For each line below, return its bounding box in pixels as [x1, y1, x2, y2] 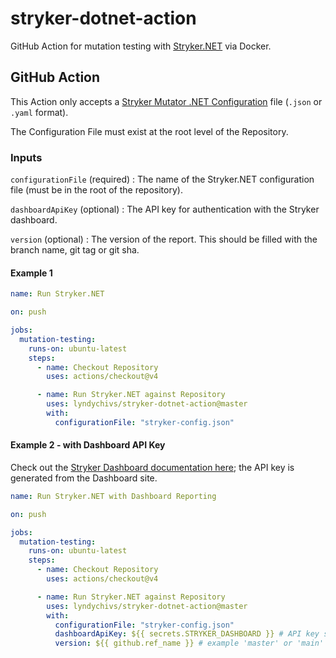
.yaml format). [10, 106, 69, 118]
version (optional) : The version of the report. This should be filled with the [10, 233, 318, 246]
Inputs [10, 150, 43, 164]
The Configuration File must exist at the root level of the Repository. [10, 125, 289, 137]
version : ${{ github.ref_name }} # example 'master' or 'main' [54, 638, 325, 649]
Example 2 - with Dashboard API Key [10, 439, 166, 451]
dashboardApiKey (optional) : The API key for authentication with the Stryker [10, 203, 320, 216]
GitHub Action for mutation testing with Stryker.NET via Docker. [10, 40, 272, 52]
